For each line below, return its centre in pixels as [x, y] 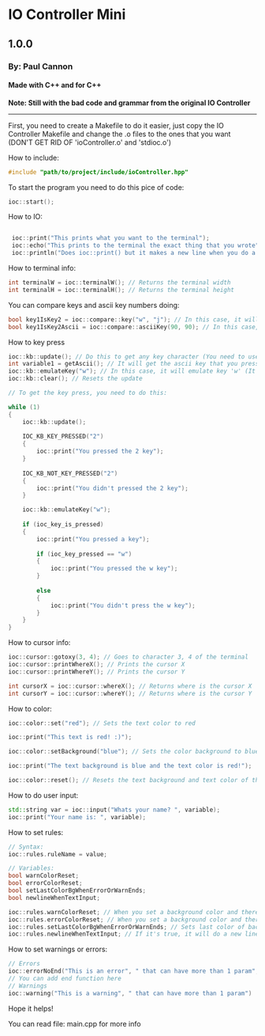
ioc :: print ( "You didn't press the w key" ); [123, 605]
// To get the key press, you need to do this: [88, 393]
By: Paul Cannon [41, 66]
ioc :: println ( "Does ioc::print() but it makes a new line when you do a [134, 253]
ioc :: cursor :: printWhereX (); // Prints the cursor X [97, 665]
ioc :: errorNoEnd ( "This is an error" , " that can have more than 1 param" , [134, 971]
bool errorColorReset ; [45, 883]
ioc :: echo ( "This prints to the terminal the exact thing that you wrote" [135, 246]
